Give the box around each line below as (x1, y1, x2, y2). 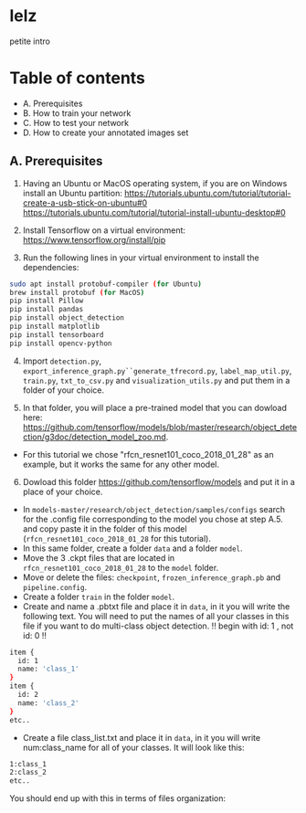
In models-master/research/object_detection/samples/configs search (22, 503, 286, 514)
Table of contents (9, 68, 146, 89)
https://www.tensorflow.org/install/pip (22, 234, 166, 245)
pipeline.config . (22, 581, 88, 592)
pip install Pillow (9, 296, 84, 306)
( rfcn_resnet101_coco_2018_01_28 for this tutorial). (22, 533, 212, 544)
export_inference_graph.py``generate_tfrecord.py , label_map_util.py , (22, 364, 292, 375)
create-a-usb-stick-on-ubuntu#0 (22, 197, 148, 208)
